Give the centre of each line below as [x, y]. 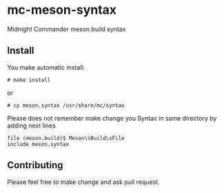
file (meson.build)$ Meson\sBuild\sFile [66, 138]
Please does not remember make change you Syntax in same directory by [112, 118]
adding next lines [32, 125]
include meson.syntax [38, 144]
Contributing [35, 165]
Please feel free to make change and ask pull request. [83, 182]
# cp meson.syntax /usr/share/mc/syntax [66, 105]
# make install [29, 80]
